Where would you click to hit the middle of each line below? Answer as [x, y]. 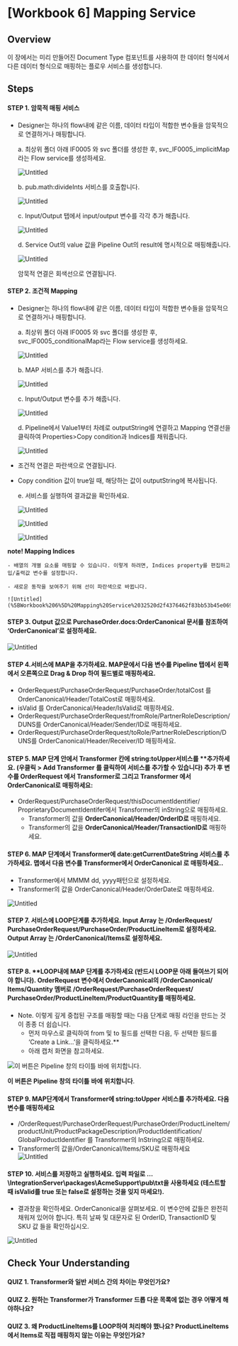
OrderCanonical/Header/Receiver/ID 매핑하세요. [107, 741]
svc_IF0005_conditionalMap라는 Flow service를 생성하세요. [103, 341]
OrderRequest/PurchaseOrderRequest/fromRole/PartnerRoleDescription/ [124, 716]
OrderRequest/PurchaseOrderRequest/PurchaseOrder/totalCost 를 [114, 690]
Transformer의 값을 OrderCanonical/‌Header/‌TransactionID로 [118, 828]
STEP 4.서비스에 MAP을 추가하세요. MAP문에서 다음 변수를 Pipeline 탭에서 [112, 664]
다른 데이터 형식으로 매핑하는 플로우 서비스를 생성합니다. [85, 66]
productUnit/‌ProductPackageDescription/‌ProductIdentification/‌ [110, 1131]
